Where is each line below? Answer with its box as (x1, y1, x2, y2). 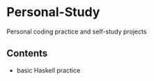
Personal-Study (6, 4, 100, 20)
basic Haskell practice (16, 66, 81, 74)
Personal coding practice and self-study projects (6, 27, 147, 36)
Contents (6, 47, 48, 59)
